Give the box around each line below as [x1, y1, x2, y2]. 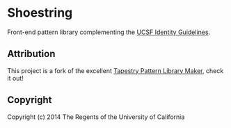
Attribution [7, 48, 56, 60]
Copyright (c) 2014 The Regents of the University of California [7, 113, 185, 121]
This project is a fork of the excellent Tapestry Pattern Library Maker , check [7, 66, 224, 74]
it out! [7, 74, 24, 82]
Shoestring [7, 5, 73, 21]
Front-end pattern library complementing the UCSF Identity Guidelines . [7, 28, 211, 36]
